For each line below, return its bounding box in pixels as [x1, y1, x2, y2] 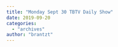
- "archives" [12, 26, 45, 32]
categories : [6, 20, 37, 26]
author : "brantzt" [6, 32, 53, 38]
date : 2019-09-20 [6, 15, 51, 21]
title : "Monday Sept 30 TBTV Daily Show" [6, 9, 114, 15]
